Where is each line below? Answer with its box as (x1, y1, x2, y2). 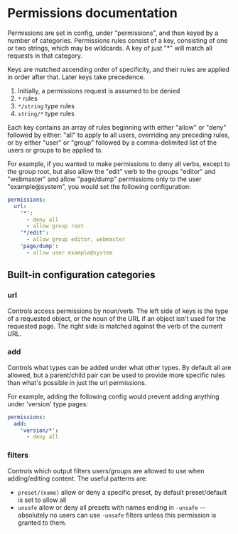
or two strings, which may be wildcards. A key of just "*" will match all (7, 43, 213, 52)
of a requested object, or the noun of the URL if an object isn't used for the (7, 314, 226, 322)
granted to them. (17, 518, 67, 527)
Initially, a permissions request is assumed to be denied (17, 86, 180, 95)
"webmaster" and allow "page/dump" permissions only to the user (7, 175, 202, 183)
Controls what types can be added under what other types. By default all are (7, 363, 232, 371)
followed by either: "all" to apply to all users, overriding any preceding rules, (7, 130, 230, 139)
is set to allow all (17, 496, 67, 504)
